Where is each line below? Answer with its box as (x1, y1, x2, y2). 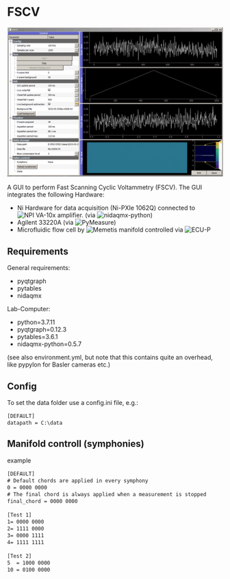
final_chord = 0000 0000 (7, 497, 78, 504)
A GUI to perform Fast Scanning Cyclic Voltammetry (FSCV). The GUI (7, 183, 203, 192)
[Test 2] (7, 552, 32, 559)
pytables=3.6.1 (16, 333, 58, 341)
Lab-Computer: (7, 305, 51, 313)
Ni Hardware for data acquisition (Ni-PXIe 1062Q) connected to (16, 204, 196, 212)
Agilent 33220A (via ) (16, 219, 116, 227)
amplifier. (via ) (57, 211, 153, 219)
